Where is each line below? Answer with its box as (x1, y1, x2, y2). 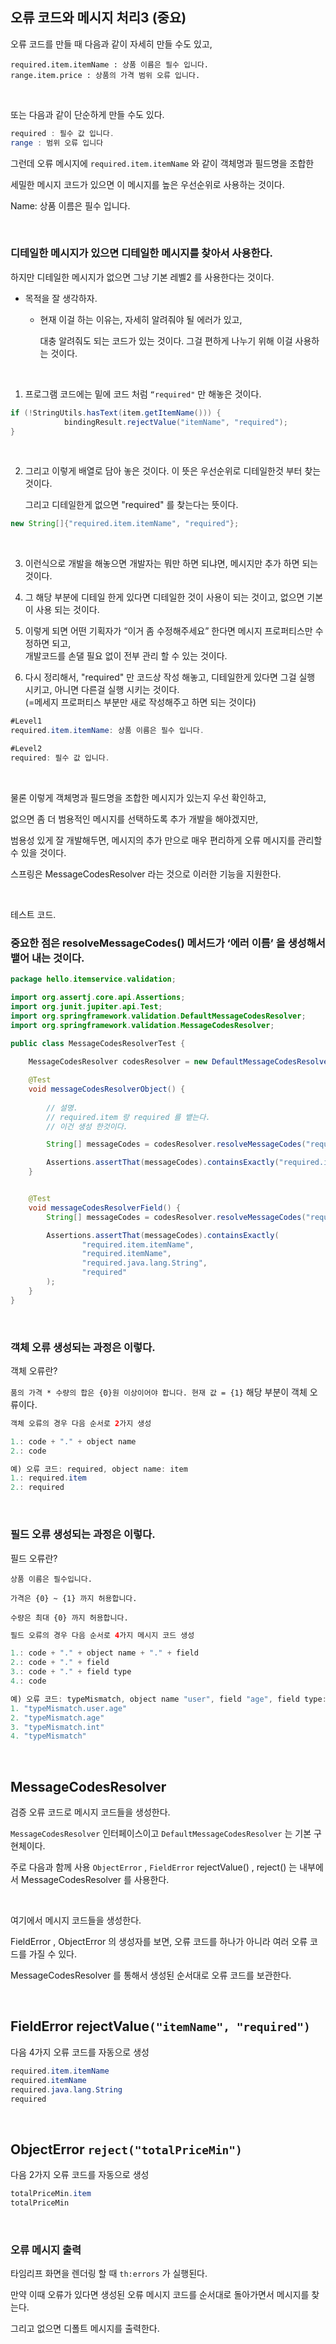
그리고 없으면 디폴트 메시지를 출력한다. (10, 2323, 160, 2335)
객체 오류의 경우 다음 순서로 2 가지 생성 (10, 1418, 152, 1428)
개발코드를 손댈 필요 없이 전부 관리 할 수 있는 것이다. (24, 650, 228, 662)
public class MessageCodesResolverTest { (10, 1038, 186, 1048)
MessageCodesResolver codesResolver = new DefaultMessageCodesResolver (28, 1057, 333, 1067)
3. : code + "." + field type (10, 1667, 132, 1677)
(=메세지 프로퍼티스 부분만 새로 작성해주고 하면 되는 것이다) (24, 696, 257, 708)
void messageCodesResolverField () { (28, 1203, 182, 1213)
